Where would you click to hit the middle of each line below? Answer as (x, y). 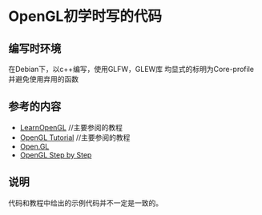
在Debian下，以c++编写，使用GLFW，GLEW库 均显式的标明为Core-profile (131, 69)
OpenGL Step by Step (56, 155)
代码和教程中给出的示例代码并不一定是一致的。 (85, 203)
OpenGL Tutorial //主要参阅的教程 (75, 137)
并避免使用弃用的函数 (43, 79)
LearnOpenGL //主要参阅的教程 (71, 127)
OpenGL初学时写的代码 (85, 16)
